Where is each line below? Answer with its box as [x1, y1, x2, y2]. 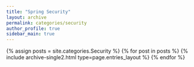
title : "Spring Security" [6, 8, 71, 15]
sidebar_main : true [6, 31, 55, 37]
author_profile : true [6, 25, 60, 32]
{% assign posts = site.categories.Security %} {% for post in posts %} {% [6, 47, 189, 54]
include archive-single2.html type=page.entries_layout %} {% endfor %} [6, 54, 186, 61]
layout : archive [6, 14, 47, 20]
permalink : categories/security [6, 20, 87, 26]
